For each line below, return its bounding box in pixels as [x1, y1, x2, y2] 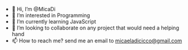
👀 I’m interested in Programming [11, 12, 90, 19]
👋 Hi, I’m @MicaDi [11, 6, 56, 12]
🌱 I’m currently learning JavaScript [11, 18, 96, 25]
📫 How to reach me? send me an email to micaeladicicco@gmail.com [11, 37, 182, 44]
